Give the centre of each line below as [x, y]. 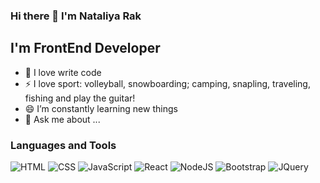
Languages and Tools [63, 145]
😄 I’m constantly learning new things [101, 108]
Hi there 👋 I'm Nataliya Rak [76, 16]
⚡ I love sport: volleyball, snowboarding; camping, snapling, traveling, [167, 83]
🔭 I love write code [63, 72]
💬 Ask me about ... [62, 119]
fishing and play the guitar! [80, 98]
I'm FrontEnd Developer [85, 48]
